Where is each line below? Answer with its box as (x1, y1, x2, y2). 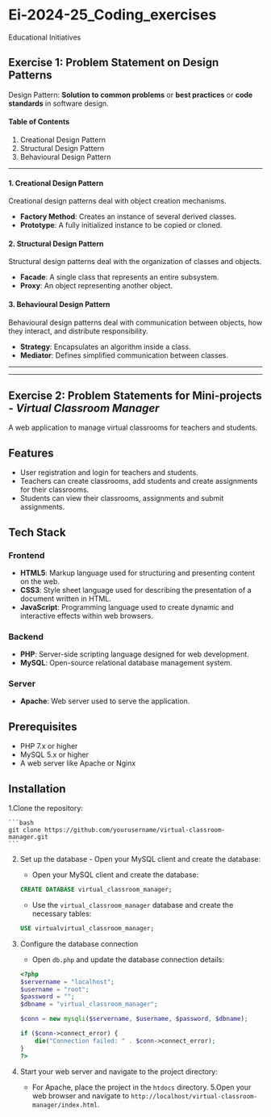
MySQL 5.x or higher (19, 750, 90, 760)
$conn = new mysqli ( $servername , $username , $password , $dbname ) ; (19, 1015, 248, 1023)
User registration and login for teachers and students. (19, 468, 199, 477)
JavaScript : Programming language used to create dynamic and (19, 602, 234, 611)
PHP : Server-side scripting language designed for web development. (19, 649, 250, 659)
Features (8, 446, 54, 460)
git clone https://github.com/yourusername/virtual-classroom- (8, 826, 226, 834)
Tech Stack (8, 525, 66, 539)
